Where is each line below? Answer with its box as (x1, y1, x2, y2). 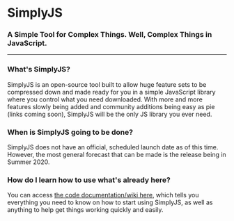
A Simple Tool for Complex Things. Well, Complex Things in (7, 30, 212, 40)
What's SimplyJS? (7, 65, 71, 74)
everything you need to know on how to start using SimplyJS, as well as (7, 198, 213, 206)
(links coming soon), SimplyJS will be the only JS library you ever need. (7, 110, 212, 118)
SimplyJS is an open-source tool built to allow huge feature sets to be (7, 80, 207, 88)
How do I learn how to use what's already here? (7, 175, 171, 185)
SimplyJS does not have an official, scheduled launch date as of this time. (7, 143, 219, 152)
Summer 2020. (7, 158, 50, 166)
